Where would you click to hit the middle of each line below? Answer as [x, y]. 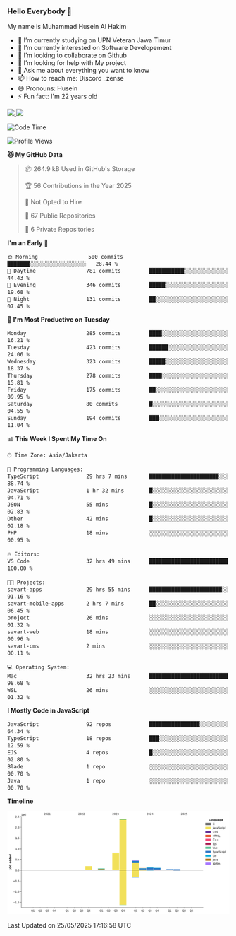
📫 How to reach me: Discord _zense [71, 78]
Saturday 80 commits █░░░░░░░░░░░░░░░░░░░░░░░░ [118, 404]
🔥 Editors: [24, 554]
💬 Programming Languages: [45, 469]
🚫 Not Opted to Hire [53, 202]
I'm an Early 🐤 [28, 243]
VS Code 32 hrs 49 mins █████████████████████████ [118, 561]
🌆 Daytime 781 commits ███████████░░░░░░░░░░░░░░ [118, 271]
